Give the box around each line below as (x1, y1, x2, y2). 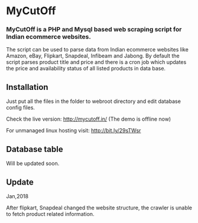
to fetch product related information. (6, 210, 95, 217)
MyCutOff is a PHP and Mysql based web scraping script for (6, 25, 182, 34)
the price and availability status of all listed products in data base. (6, 65, 166, 72)
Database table (6, 144, 63, 154)
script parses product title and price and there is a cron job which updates (6, 59, 187, 66)
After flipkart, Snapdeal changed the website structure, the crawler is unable (6, 204, 193, 211)
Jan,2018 (6, 192, 28, 199)
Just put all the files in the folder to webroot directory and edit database (6, 98, 181, 105)
